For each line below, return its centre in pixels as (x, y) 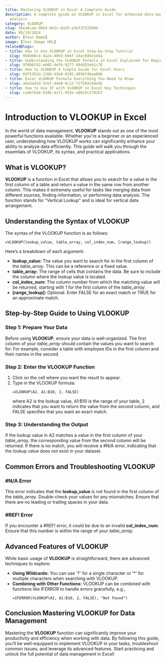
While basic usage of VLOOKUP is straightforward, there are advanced (77, 559)
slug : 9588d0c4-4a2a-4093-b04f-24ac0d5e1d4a (56, 56)
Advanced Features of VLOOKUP (57, 546)
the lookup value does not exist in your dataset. (53, 451)
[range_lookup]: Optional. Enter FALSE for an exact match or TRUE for (84, 292)
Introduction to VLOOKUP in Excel (76, 117)
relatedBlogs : (20, 47)
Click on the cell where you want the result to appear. (66, 377)
